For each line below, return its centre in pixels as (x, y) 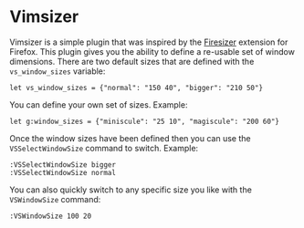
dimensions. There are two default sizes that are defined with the (132, 61)
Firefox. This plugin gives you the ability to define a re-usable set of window (152, 51)
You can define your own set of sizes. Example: (99, 104)
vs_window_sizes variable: (58, 71)
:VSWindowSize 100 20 (51, 216)
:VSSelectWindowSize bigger (63, 165)
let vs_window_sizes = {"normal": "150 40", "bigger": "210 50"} (136, 88)
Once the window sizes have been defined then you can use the (130, 138)
